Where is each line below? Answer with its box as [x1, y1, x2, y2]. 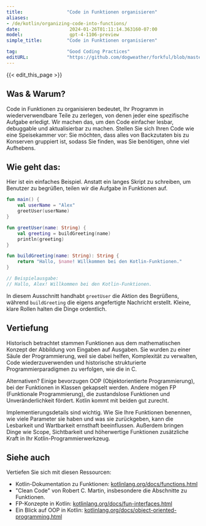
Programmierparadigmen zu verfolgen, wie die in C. [6, 365, 137, 373]
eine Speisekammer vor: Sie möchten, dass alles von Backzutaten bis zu [6, 131, 189, 139]
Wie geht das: [6, 162, 61, 172]
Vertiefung [6, 323, 49, 334]
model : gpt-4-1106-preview [6, 32, 120, 38]
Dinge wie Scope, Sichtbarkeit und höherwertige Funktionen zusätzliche [6, 428, 189, 435]
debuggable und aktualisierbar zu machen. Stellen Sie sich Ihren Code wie [6, 124, 194, 132]
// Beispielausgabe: [6, 275, 59, 281]
